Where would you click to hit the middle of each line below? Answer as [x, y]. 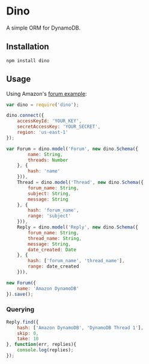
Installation [28, 47]
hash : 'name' [44, 171]
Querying [20, 310]
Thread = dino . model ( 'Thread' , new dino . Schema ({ [81, 183]
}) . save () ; [20, 294]
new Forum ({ [21, 283]
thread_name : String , [55, 238]
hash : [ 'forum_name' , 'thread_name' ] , [76, 261]
